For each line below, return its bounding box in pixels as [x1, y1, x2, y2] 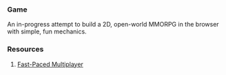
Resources [7, 44, 44, 54]
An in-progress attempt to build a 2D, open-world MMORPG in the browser [7, 20, 219, 29]
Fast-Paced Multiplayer [17, 60, 84, 68]
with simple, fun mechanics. [7, 27, 88, 35]
